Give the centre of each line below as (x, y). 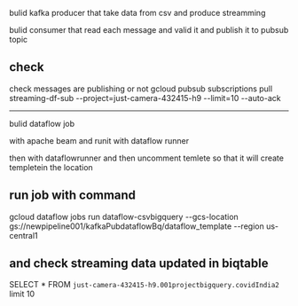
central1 (24, 235)
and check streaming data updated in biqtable (139, 264)
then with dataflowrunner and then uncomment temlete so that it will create (146, 158)
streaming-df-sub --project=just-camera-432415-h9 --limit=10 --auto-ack (145, 98)
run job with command (72, 196)
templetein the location (51, 167)
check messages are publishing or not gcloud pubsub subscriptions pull (141, 89)
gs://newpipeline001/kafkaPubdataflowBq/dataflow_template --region (137, 226)
